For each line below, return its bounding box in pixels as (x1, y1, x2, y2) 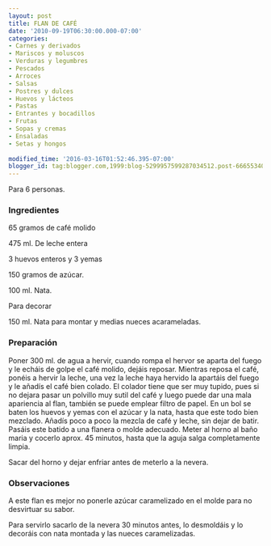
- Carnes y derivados (8, 42, 81, 50)
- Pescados (8, 65, 45, 73)
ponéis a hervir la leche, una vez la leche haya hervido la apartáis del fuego (8, 373, 260, 383)
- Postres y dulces (8, 87, 74, 95)
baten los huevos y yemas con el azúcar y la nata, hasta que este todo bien (8, 407, 259, 417)
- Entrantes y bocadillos (8, 110, 95, 118)
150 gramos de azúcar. (8, 270, 85, 280)
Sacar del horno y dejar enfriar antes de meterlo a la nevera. (8, 457, 209, 467)
